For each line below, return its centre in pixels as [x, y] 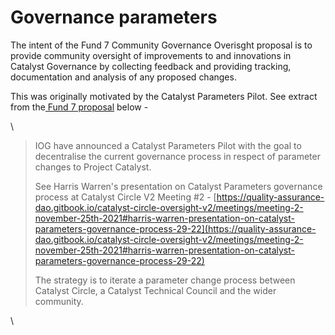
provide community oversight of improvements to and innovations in [151, 55]
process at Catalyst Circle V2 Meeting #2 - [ [125, 197]
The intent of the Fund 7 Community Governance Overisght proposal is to [161, 45]
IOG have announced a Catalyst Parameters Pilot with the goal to [168, 145]
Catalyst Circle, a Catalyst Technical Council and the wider [155, 290]
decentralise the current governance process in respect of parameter [177, 156]
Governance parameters [114, 17]
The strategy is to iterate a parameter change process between [165, 280]
